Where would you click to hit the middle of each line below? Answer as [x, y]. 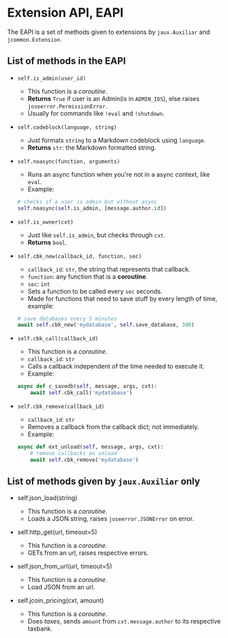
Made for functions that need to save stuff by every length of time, [122, 299]
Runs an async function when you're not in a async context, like [119, 174]
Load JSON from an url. [61, 587]
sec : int [39, 284]
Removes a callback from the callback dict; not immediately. [113, 427]
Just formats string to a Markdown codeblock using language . [116, 140]
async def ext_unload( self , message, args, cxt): [90, 447]
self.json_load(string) [47, 498]
